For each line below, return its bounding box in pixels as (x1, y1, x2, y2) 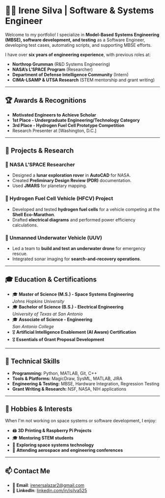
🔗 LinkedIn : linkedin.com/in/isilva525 (12, 488, 87, 494)
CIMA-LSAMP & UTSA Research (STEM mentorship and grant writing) (12, 77, 155, 83)
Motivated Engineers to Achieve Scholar (12, 112, 97, 118)
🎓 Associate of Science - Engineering (12, 316, 92, 322)
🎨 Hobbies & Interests (5, 405, 73, 413)
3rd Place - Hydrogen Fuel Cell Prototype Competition (12, 122, 125, 128)
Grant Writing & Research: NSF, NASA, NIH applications (12, 386, 127, 392)
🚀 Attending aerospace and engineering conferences (12, 447, 123, 453)
